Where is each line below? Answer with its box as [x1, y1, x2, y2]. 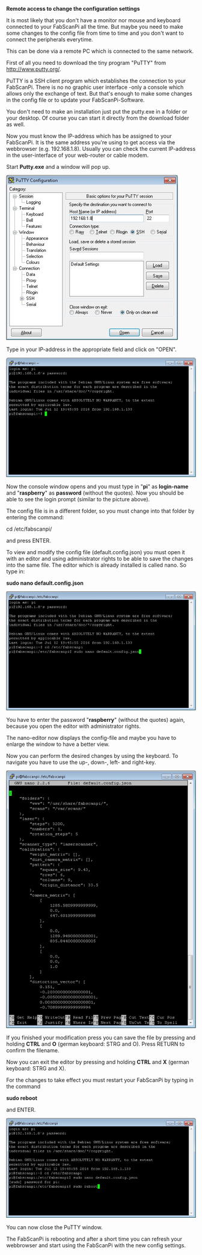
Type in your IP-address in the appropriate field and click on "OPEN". [6, 346, 177, 353]
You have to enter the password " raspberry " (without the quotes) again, [6, 716, 185, 724]
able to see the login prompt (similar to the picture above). [6, 495, 150, 502]
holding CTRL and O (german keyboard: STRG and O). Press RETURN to [6, 1040, 185, 1048]
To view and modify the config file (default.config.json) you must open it [6, 548, 185, 555]
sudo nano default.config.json [6, 579, 84, 587]
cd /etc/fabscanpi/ [6, 525, 52, 533]
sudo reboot [6, 1094, 38, 1102]
